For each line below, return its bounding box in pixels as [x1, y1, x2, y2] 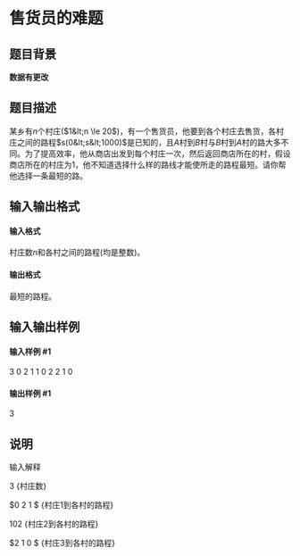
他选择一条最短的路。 [9, 170, 87, 181]
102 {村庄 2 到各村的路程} [9, 519, 99, 529]
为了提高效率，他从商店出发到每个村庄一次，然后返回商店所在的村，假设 [24, 148, 291, 159]
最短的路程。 [9, 291, 56, 302]
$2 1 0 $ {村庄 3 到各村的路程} [9, 537, 116, 549]
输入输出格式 [9, 199, 80, 214]
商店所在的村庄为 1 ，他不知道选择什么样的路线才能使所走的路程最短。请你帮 [9, 159, 287, 170]
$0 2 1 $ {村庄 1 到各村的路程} [9, 500, 114, 510]
